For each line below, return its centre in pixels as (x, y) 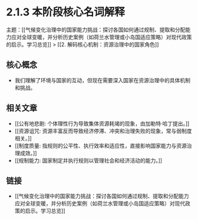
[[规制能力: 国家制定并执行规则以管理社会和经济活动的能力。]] (88, 160)
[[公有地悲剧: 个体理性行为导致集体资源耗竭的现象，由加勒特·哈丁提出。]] (102, 123)
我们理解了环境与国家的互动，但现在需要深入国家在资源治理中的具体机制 (102, 80)
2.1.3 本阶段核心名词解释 (65, 12)
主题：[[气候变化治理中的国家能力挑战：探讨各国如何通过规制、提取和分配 (96, 30)
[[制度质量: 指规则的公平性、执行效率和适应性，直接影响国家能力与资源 (100, 145)
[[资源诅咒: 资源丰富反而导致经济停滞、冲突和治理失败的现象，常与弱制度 (103, 131)
